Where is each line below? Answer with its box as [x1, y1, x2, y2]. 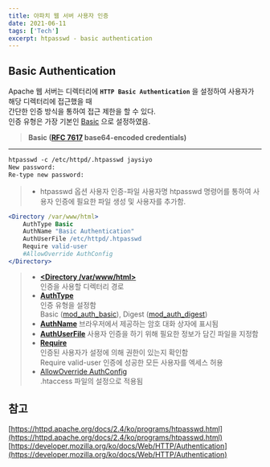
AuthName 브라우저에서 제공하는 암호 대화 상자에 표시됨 [39, 319, 219, 329]
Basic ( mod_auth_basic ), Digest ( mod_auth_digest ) [39, 309, 208, 319]
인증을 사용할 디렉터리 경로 [39, 281, 125, 291]
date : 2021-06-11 [8, 19, 67, 27]
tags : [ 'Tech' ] [8, 27, 59, 35]
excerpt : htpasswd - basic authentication [8, 34, 153, 43]
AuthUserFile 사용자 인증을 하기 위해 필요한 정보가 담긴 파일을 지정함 [39, 329, 259, 338]
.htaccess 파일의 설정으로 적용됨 [39, 376, 143, 386]
